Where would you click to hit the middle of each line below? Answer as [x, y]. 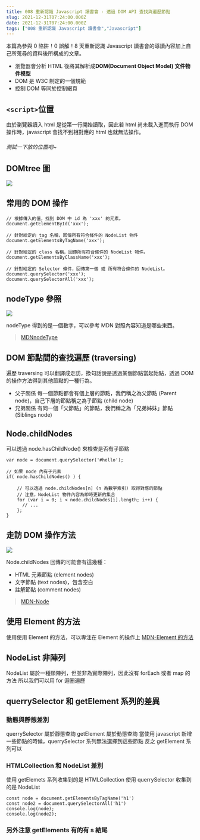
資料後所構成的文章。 [58, 54]
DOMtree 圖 [28, 168]
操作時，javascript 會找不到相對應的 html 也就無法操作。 [75, 132]
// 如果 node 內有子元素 [34, 472]
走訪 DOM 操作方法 [41, 535]
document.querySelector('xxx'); [46, 274]
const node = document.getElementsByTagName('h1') [70, 799]
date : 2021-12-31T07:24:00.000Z [46, 23]
